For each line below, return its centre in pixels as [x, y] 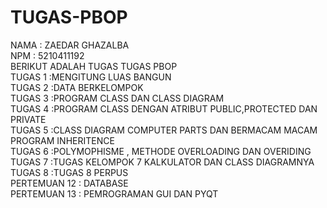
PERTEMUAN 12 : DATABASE [69, 183]
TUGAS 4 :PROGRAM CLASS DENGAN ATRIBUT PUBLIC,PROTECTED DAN [164, 108]
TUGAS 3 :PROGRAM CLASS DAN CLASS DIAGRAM [117, 98]
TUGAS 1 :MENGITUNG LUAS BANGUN [91, 77]
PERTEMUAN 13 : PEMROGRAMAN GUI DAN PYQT [114, 193]
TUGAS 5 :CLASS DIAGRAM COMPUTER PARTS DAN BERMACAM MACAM [164, 130]
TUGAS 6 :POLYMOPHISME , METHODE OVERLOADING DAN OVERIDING [161, 151]
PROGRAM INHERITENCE [62, 140]
